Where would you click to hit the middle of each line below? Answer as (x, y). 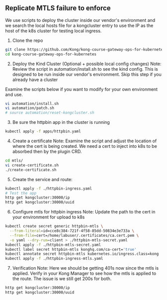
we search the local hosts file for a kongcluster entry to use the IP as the (79, 25)
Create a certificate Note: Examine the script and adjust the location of (84, 141)
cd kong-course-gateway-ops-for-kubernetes (51, 54)
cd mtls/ (14, 161)
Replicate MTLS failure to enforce (58, 8)
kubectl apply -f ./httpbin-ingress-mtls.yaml (54, 259)
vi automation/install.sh (32, 103)
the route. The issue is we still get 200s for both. (62, 279)
